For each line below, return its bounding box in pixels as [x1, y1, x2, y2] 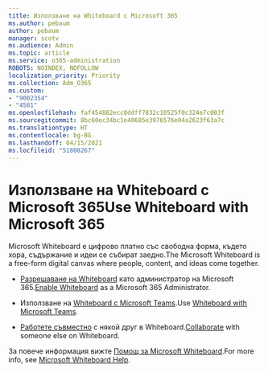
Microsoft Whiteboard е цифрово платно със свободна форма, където [8, 242, 247, 251]
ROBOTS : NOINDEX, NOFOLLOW [8, 64, 99, 72]
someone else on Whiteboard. [19, 331, 121, 341]
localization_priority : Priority [8, 72, 121, 80]
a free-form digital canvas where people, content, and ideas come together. [8, 259, 260, 268]
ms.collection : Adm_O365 [8, 79, 92, 87]
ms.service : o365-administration [8, 57, 121, 65]
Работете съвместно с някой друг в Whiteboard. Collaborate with [19, 322, 240, 332]
